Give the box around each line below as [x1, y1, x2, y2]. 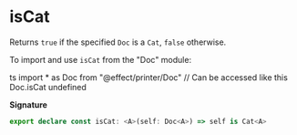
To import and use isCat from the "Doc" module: [9, 54, 192, 65]
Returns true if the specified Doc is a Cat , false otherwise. [9, 36, 227, 47]
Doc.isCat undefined [9, 81, 87, 92]
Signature [9, 99, 48, 110]
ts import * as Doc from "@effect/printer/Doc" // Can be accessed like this [9, 71, 289, 83]
